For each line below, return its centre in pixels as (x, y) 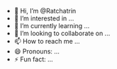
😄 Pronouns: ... (37, 51)
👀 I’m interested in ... (44, 18)
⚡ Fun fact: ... (33, 59)
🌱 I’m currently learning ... (52, 26)
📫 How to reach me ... (47, 41)
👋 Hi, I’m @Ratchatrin (45, 11)
